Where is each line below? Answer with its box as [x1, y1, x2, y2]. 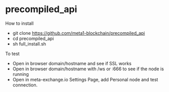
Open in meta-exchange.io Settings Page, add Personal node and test [12, 76, 158, 82]
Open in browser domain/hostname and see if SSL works [12, 60, 132, 66]
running [12, 71, 29, 77]
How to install [5, 20, 34, 26]
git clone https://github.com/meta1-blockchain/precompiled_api [12, 30, 145, 36]
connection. [12, 82, 38, 88]
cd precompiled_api [12, 35, 54, 41]
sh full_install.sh [12, 40, 47, 47]
